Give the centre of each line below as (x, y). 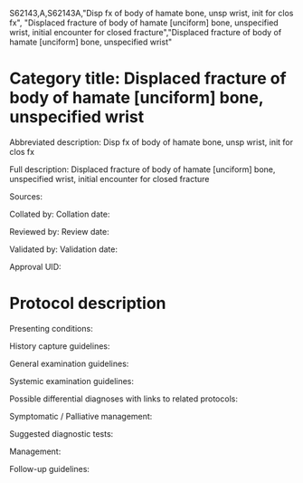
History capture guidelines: (60, 346)
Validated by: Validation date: (63, 249)
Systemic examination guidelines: (71, 381)
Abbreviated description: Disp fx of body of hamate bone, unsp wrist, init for (151, 142)
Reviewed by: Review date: (60, 231)
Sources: (26, 196)
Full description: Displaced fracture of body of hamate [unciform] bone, (142, 169)
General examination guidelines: (69, 363)
